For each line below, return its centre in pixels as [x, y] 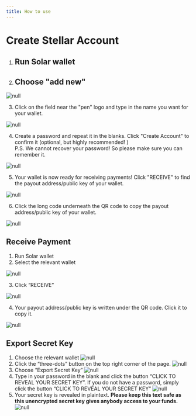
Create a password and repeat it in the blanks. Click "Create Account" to [102, 136]
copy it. [24, 314]
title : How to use [28, 11]
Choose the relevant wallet [47, 358]
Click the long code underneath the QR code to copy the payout [92, 206]
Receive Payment [39, 242]
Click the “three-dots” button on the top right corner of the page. [93, 363]
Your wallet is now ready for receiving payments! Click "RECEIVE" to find [102, 177]
